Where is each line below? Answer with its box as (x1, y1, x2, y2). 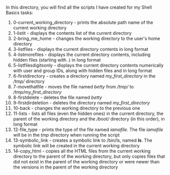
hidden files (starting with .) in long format (13, 57, 101, 63)
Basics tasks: (6, 10, 33, 16)
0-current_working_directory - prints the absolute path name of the (13, 20, 153, 25)
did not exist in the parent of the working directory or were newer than (13, 159, 160, 164)
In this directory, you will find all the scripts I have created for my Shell (6, 5, 152, 10)
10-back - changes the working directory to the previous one (13, 105, 141, 111)
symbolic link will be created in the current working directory (13, 143, 140, 148)
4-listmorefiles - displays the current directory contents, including (13, 51, 151, 57)
